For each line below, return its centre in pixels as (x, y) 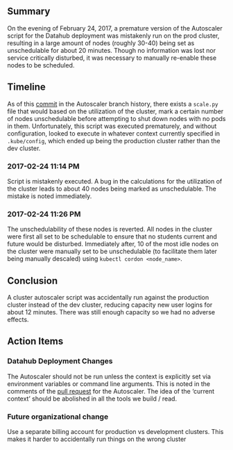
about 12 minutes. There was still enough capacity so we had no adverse (111, 312)
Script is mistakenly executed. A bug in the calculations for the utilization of (115, 181)
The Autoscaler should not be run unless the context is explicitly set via (109, 376)
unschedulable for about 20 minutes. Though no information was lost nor (112, 50)
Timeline (27, 87)
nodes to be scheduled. (41, 65)
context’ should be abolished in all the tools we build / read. (92, 399)
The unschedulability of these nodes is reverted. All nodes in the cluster (110, 230)
